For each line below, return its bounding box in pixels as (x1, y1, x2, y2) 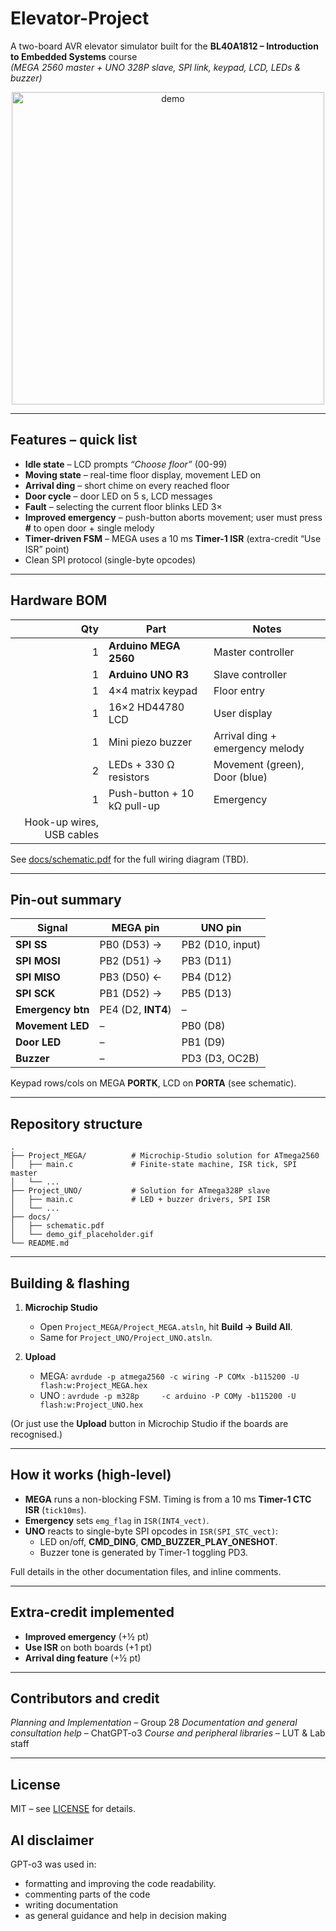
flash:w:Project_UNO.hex (39, 1400, 144, 1410)
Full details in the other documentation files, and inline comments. (10, 1565, 282, 1577)
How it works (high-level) (10, 1467, 172, 1484)
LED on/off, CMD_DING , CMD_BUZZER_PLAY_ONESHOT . (39, 1535, 278, 1547)
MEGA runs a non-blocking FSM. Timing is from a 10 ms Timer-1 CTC (24, 1493, 312, 1505)
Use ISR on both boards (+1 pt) (24, 1641, 153, 1653)
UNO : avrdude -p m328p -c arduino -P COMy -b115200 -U (39, 1390, 297, 1401)
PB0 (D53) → (99, 938, 163, 952)
